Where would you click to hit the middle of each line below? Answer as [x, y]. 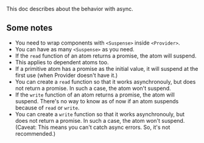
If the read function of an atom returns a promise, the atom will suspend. [106, 56]
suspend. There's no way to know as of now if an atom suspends [97, 101]
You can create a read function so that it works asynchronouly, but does [105, 81]
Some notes [30, 28]
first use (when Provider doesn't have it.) [66, 75]
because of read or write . [47, 108]
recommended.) [35, 133]
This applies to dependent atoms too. [62, 62]
